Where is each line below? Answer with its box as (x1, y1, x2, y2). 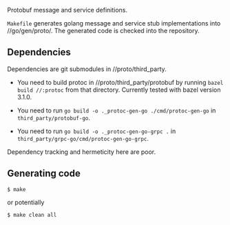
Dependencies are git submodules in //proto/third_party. (7, 65, 167, 73)
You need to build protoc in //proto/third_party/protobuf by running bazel (17, 78, 224, 86)
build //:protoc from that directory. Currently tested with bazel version (17, 86, 222, 94)
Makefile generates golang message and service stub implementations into (7, 19, 221, 27)
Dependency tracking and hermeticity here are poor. (7, 148, 156, 156)
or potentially (7, 198, 45, 206)
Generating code (7, 168, 81, 179)
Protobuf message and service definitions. (7, 6, 128, 14)
